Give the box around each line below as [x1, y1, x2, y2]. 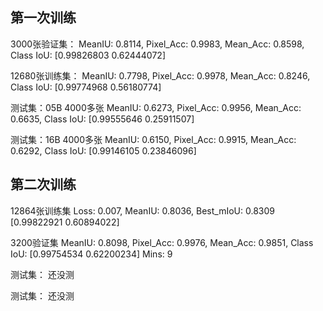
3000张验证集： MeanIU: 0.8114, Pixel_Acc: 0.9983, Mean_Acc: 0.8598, [10, 38, 305, 50]
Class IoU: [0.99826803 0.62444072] [10, 49, 166, 61]
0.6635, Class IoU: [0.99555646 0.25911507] [10, 113, 195, 125]
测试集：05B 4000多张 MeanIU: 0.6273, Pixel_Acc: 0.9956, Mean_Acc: [10, 101, 302, 113]
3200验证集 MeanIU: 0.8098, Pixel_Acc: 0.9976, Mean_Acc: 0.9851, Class [10, 236, 314, 248]
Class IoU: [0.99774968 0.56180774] [10, 81, 162, 93]
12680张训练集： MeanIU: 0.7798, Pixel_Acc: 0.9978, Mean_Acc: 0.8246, [10, 69, 311, 82]
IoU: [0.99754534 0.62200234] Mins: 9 [10, 248, 173, 260]
